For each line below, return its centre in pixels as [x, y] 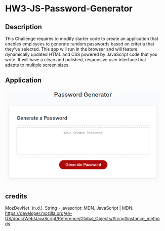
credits [16, 196]
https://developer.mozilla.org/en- [39, 213]
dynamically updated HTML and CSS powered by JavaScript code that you [81, 54]
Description [23, 27]
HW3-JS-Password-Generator [69, 9]
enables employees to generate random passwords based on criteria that [80, 44]
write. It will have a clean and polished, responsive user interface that [76, 59]
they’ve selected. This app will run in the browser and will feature [71, 49]
